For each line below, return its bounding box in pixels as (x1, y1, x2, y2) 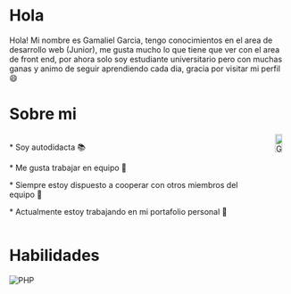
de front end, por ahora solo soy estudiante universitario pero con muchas (9, 53, 283, 64)
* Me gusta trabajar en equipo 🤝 (9, 162, 128, 173)
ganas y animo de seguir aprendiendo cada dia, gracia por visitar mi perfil (9, 63, 281, 74)
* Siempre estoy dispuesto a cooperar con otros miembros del (9, 179, 238, 190)
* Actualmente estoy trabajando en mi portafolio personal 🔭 (9, 206, 228, 216)
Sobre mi (9, 104, 78, 125)
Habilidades (9, 246, 100, 265)
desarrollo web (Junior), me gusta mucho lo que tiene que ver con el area (9, 44, 280, 54)
